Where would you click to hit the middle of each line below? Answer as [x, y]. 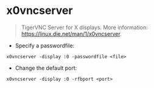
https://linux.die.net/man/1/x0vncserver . [71, 33]
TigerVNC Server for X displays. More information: [84, 27]
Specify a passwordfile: [45, 46]
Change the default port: [46, 68]
